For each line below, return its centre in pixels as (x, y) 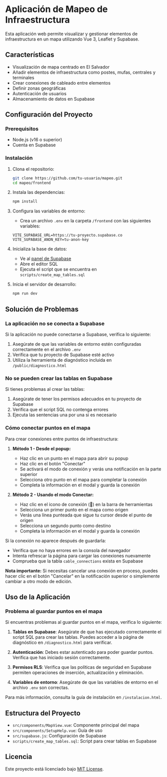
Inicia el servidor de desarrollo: (44, 285)
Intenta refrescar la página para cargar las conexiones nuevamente (81, 556)
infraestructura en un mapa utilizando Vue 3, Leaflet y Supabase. (72, 39)
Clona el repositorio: (33, 169)
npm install (25, 201)
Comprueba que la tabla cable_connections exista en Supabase (78, 561)
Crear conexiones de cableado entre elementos (61, 83)
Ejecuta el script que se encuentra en (58, 270)
